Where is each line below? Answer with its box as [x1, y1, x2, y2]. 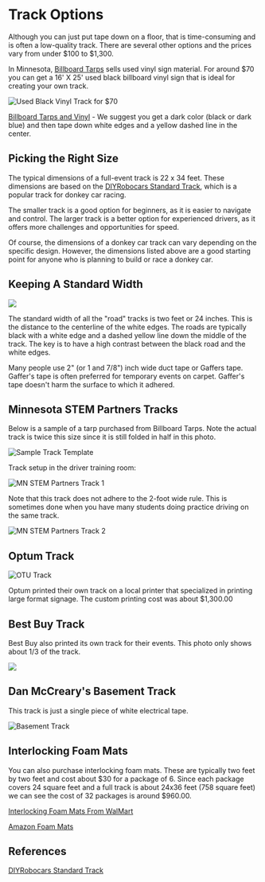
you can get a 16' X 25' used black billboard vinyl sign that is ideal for [8, 72, 236, 82]
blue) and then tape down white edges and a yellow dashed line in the [8, 120, 238, 130]
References [8, 845, 67, 858]
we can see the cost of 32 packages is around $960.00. [8, 791, 193, 800]
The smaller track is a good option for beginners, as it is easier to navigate [8, 205, 251, 215]
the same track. [8, 511, 60, 520]
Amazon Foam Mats [8, 822, 74, 831]
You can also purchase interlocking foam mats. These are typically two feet [8, 765, 255, 775]
